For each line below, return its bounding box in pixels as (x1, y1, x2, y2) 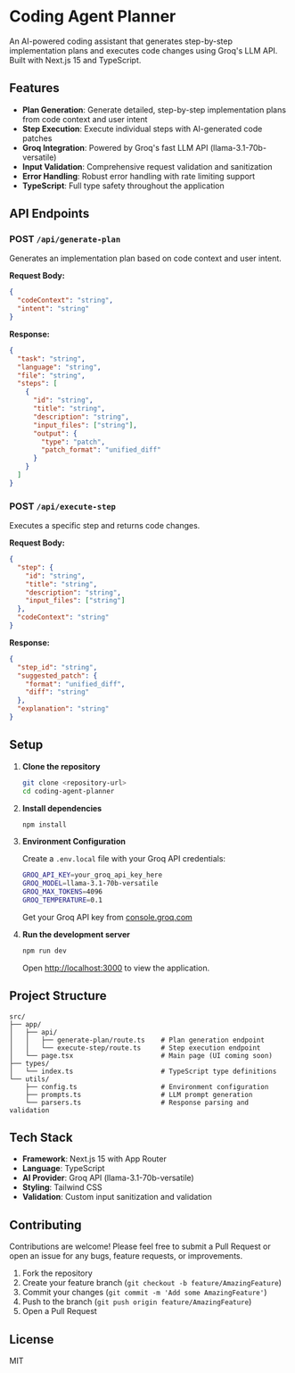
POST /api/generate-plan (9, 233, 121, 245)
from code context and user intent (21, 113, 148, 124)
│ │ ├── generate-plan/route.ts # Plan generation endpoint (9, 1036, 266, 1044)
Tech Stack (9, 1130, 73, 1144)
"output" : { (32, 429, 78, 438)
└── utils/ (9, 1074, 50, 1084)
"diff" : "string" (25, 687, 90, 697)
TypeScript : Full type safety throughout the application (21, 180, 225, 191)
